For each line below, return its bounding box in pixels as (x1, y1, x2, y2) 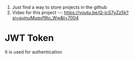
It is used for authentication (5, 48, 62, 54)
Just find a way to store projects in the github (12, 4, 107, 10)
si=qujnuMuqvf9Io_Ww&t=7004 (12, 15, 79, 20)
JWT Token (5, 32, 54, 44)
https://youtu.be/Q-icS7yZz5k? (63, 9, 129, 15)
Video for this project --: (12, 9, 63, 15)
